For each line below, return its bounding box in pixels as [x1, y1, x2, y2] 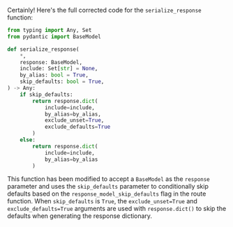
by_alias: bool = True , [20, 72, 89, 79]
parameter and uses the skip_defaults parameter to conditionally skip [7, 182, 209, 191]
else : [20, 136, 36, 143]
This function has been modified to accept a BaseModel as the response [7, 175, 211, 183]
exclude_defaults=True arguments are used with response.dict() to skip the [7, 205, 227, 213]
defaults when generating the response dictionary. [7, 212, 152, 220]
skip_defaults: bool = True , [20, 78, 105, 86]
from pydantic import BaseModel [7, 33, 101, 40]
